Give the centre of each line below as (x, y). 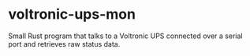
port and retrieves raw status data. (64, 44)
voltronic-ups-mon (72, 14)
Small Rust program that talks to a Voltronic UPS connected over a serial (125, 36)
